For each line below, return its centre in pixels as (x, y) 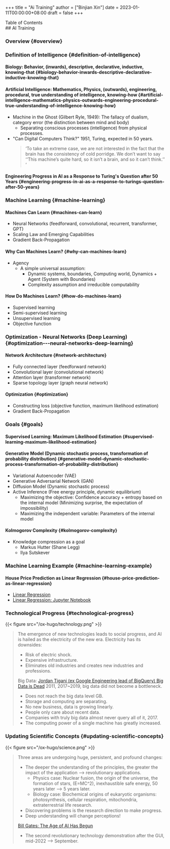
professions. (38, 671)
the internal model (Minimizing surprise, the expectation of (81, 503)
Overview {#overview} (34, 41)
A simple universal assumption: (53, 268)
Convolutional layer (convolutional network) (58, 372)
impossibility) (34, 508)
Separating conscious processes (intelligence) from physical (83, 128)
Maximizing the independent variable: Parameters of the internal (87, 513)
